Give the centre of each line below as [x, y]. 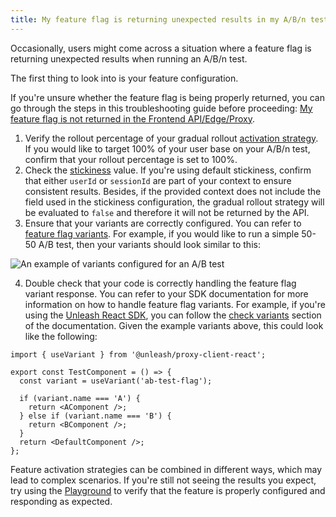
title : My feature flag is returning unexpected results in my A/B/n [158, 19]
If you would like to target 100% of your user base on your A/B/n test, [167, 148]
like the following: [61, 336]
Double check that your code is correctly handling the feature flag [160, 283]
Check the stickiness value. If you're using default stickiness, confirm [168, 170]
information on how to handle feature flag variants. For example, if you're [175, 304]
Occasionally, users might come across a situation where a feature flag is [161, 48]
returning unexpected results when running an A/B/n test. [129, 58]
